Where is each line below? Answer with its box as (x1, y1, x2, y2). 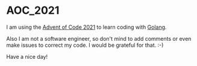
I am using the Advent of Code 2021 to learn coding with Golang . (6, 23, 167, 31)
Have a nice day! (6, 53, 48, 60)
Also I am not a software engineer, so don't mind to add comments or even (6, 35, 192, 42)
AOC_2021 (6, 4, 60, 17)
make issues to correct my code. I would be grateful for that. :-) (6, 41, 164, 49)
